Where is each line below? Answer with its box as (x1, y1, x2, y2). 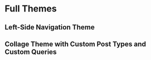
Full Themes (5, 3, 57, 14)
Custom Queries (5, 47, 57, 56)
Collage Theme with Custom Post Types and (5, 39, 146, 48)
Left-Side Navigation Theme (5, 23, 95, 31)
